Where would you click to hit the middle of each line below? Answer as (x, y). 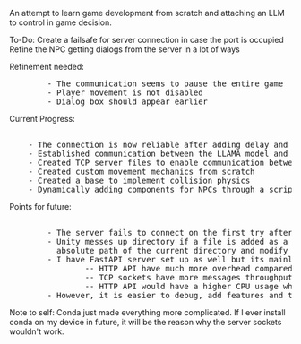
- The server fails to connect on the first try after (170, 232)
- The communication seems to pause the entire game (165, 84)
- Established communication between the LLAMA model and (158, 154)
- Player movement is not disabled (125, 93)
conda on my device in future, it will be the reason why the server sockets (146, 322)
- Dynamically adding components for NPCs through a (146, 189)
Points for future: (40, 206)
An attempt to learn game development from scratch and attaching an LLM (147, 13)
